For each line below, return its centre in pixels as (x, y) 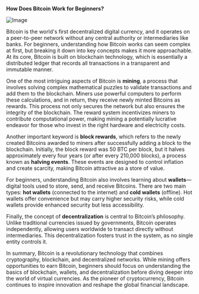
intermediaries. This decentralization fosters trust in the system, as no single (100, 235)
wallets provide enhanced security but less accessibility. (75, 205)
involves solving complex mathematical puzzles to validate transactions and (99, 87)
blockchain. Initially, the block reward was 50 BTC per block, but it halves (96, 149)
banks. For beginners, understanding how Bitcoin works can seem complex (98, 44)
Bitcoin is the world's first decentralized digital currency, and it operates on (98, 31)
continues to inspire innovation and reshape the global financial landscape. (98, 285)
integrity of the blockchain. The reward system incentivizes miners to (91, 113)
